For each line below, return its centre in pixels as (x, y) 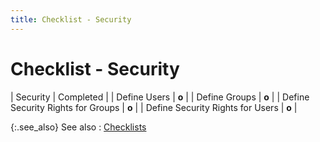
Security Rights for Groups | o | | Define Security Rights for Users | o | (154, 107)
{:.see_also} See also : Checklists (78, 127)
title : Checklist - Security (71, 19)
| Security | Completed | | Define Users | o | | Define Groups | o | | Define (160, 97)
